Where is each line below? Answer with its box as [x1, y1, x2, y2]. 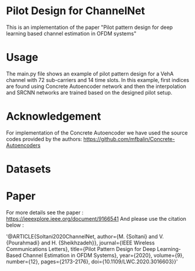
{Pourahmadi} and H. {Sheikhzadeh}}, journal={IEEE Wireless [6, 239, 155, 246]
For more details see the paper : [6, 208, 84, 216]
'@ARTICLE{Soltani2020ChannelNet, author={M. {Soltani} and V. [6, 233, 164, 240]
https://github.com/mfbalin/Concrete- [83, 135, 175, 142]
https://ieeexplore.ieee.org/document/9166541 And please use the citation [6, 215, 187, 222]
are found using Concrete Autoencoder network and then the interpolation [6, 83, 187, 90]
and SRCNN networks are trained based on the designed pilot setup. [6, 89, 173, 96]
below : [6, 221, 24, 228]
